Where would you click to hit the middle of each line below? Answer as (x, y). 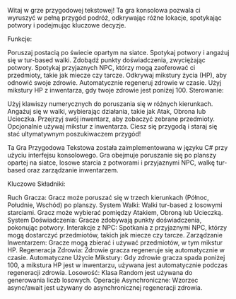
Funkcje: (20, 39)
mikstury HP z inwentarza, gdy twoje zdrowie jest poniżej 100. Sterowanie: (116, 90)
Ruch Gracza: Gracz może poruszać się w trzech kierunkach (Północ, (108, 198)
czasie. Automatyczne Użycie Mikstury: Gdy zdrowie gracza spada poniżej (116, 258)
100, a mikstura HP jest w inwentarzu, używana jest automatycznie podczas (118, 265)
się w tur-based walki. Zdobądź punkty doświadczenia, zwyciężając (107, 60)
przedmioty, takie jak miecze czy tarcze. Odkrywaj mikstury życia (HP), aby (117, 75)
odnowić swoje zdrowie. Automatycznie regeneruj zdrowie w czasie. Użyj (114, 83)
